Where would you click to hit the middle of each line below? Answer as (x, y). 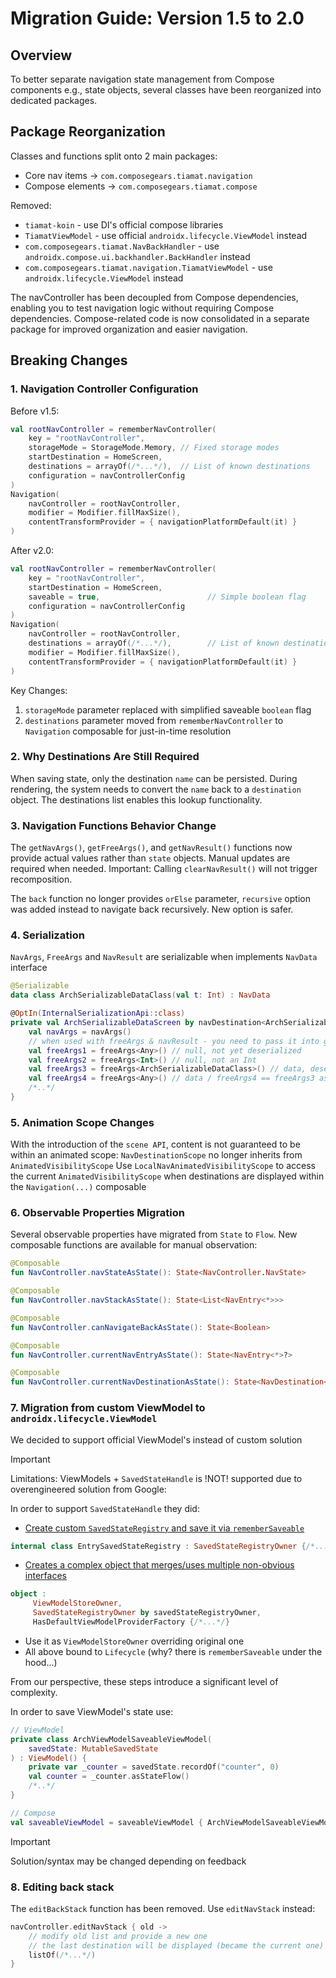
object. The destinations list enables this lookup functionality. (136, 799)
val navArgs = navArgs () (80, 1032)
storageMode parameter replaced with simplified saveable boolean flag (168, 709)
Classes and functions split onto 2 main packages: (114, 156)
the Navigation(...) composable (78, 1187)
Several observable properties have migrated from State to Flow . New (154, 1234)
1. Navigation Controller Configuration (104, 389)
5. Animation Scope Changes (82, 1122)
